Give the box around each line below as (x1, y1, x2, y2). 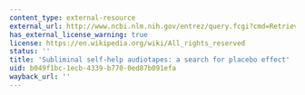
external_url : (9, 22, 64, 31)
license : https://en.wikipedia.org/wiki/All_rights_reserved (9, 38, 246, 48)
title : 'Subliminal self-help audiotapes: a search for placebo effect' (9, 55, 290, 64)
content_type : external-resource (9, 13, 136, 23)
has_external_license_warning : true (9, 30, 148, 39)
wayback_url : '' (9, 72, 71, 81)
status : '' (9, 47, 51, 56)
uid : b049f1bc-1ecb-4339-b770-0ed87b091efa (9, 64, 177, 73)
